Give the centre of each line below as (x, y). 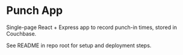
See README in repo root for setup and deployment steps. (79, 45)
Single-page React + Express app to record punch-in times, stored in (92, 27)
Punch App (35, 11)
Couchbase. (21, 33)
